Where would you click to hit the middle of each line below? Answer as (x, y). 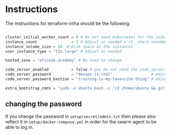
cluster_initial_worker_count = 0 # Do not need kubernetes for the (79, 37)
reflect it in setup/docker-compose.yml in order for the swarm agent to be (81, 122)
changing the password (44, 104)
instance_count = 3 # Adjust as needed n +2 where (77, 42)
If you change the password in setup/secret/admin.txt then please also (81, 116)
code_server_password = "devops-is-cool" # (79, 75)
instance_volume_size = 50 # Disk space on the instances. (70, 47)
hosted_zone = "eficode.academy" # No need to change (64, 60)
